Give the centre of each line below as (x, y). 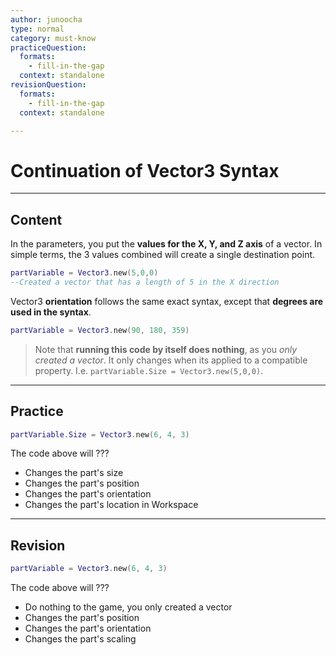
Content (36, 219)
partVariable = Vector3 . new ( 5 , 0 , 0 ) (84, 273)
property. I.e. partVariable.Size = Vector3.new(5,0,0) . (149, 370)
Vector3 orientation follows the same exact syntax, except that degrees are (167, 301)
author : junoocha (46, 19)
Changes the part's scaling (80, 639)
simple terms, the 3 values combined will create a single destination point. (163, 255)
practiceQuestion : (48, 47)
